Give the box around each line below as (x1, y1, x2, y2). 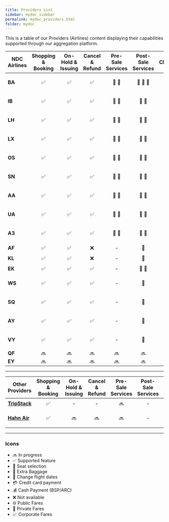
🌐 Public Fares (12, 500, 43, 506)
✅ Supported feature (12, 457, 56, 463)
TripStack (8, 400, 32, 407)
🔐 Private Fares (12, 505, 44, 511)
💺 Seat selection (12, 463, 47, 469)
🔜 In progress (12, 452, 42, 458)
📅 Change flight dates (12, 474, 58, 480)
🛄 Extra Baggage (12, 468, 48, 474)
